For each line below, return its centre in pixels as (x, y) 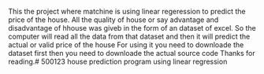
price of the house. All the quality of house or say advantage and (113, 20)
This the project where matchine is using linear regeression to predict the (127, 11)
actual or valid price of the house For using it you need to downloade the (126, 45)
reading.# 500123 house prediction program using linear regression (118, 61)
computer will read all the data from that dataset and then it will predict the (129, 36)
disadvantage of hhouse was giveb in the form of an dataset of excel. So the (132, 28)
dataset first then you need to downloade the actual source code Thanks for (132, 53)
